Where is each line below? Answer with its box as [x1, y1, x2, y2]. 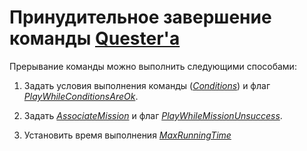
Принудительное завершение [9, 6, 272, 29]
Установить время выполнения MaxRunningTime [23, 129, 232, 141]
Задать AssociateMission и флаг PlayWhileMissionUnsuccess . [23, 109, 283, 121]
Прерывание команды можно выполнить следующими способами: [9, 60, 297, 72]
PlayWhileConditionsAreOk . [23, 90, 139, 102]
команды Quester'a [9, 27, 181, 50]
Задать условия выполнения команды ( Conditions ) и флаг [23, 79, 271, 91]
